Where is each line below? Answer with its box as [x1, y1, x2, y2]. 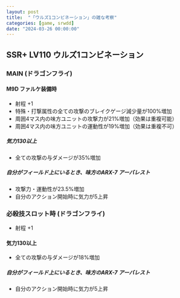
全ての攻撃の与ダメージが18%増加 [14, 254, 100, 261]
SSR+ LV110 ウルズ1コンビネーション [6, 50, 144, 60]
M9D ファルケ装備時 [6, 85, 57, 92]
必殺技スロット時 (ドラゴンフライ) [6, 209, 106, 218]
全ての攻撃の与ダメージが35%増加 [14, 154, 101, 161]
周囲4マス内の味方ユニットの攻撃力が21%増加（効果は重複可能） [14, 115, 178, 122]
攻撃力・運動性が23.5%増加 [14, 185, 85, 192]
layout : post [6, 8, 39, 15]
